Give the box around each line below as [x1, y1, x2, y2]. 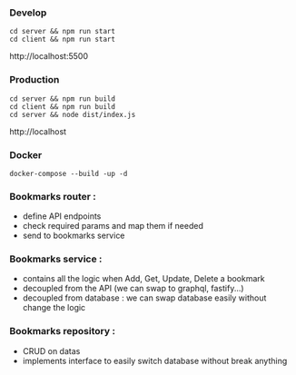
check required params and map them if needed [22, 221, 204, 232]
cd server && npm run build [9, 94, 116, 104]
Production [9, 74, 60, 86]
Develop [9, 6, 47, 19]
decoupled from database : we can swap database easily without [22, 292, 267, 303]
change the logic [22, 302, 86, 313]
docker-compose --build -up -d [9, 169, 128, 178]
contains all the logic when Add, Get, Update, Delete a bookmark [22, 273, 265, 284]
